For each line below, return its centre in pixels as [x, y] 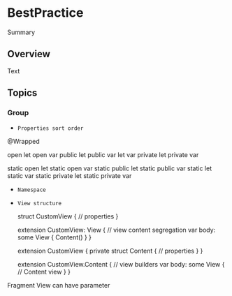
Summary [21, 32]
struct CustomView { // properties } [68, 216]
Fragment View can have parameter [59, 286]
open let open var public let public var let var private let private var [103, 155]
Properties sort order [50, 128]
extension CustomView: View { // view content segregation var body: [116, 230]
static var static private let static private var [70, 176]
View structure [39, 204]
